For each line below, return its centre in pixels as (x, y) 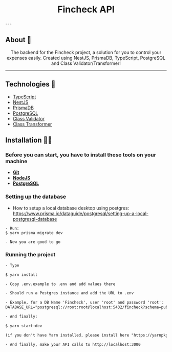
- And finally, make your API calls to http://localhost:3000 (73, 344)
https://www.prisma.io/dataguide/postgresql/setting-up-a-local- (81, 213)
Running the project (30, 255)
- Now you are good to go (33, 242)
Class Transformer (32, 124)
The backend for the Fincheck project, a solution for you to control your (86, 52)
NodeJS (21, 178)
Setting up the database (36, 197)
